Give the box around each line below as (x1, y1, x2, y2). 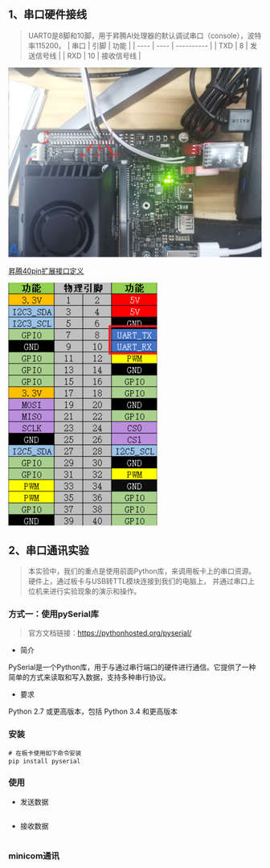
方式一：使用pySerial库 (8, 608, 99, 619)
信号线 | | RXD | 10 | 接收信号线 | (35, 51, 141, 60)
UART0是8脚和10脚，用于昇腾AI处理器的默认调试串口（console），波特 (27, 31, 262, 40)
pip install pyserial (8, 757, 81, 765)
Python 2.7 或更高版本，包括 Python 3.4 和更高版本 (8, 706, 178, 717)
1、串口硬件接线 (8, 8, 88, 22)
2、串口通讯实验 (8, 543, 90, 557)
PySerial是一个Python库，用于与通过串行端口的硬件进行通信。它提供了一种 (8, 662, 256, 673)
